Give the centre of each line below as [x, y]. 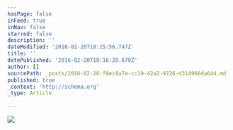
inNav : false [27, 27]
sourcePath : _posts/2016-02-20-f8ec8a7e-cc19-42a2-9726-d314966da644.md [117, 73]
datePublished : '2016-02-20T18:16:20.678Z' [73, 60]
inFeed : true [27, 21]
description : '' [31, 40]
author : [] [23, 67]
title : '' [22, 54]
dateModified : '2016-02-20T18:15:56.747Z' [71, 47]
